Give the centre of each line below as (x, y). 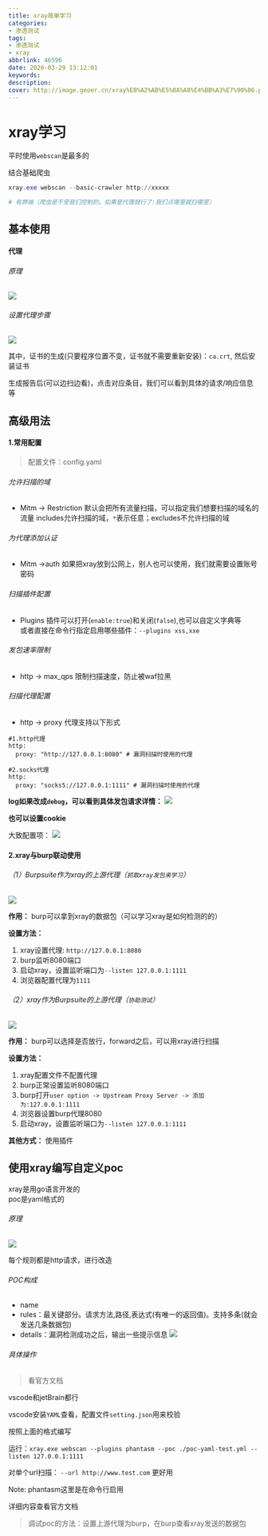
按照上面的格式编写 (40, 1431)
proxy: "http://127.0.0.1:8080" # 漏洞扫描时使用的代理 (104, 755)
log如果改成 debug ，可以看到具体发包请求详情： (86, 801)
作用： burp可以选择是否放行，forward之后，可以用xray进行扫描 (114, 1041)
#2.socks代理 (29, 770)
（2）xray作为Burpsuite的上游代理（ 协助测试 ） (84, 999)
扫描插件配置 (29, 594)
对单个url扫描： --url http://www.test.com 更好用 (91, 1473)
